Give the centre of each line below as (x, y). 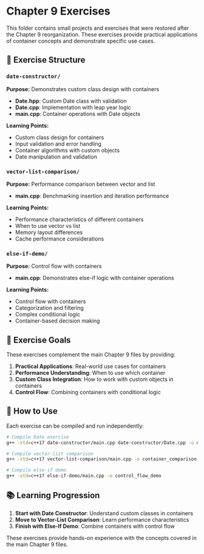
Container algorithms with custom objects (67, 150)
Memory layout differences (49, 232)
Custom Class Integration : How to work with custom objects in (94, 379)
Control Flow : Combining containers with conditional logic (88, 392)
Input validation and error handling (58, 143)
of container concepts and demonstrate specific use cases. (81, 41)
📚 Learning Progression (53, 495)
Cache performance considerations (59, 239)
